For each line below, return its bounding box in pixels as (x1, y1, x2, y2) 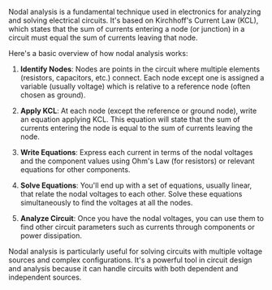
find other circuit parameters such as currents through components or (19, 223, 255, 232)
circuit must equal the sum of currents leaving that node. (8, 32, 198, 42)
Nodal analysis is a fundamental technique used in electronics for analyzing (8, 7, 261, 16)
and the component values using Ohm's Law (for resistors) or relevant (19, 156, 255, 166)
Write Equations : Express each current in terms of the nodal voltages (19, 148, 253, 157)
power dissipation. (19, 231, 83, 240)
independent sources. (8, 272, 82, 282)
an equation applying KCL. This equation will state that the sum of (19, 115, 241, 124)
